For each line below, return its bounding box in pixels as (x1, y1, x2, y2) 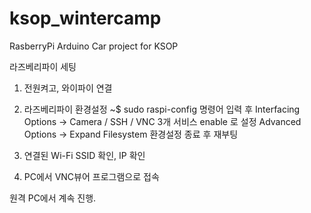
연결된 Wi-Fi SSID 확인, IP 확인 (23, 149, 146, 161)
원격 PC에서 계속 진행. (9, 192, 97, 204)
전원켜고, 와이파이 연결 (23, 82, 113, 94)
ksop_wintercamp (9, 7, 162, 30)
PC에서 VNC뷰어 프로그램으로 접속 (23, 170, 160, 182)
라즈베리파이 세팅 (9, 60, 77, 72)
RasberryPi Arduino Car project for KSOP (9, 40, 179, 52)
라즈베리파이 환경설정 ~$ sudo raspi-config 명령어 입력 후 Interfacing (23, 103, 301, 115)
